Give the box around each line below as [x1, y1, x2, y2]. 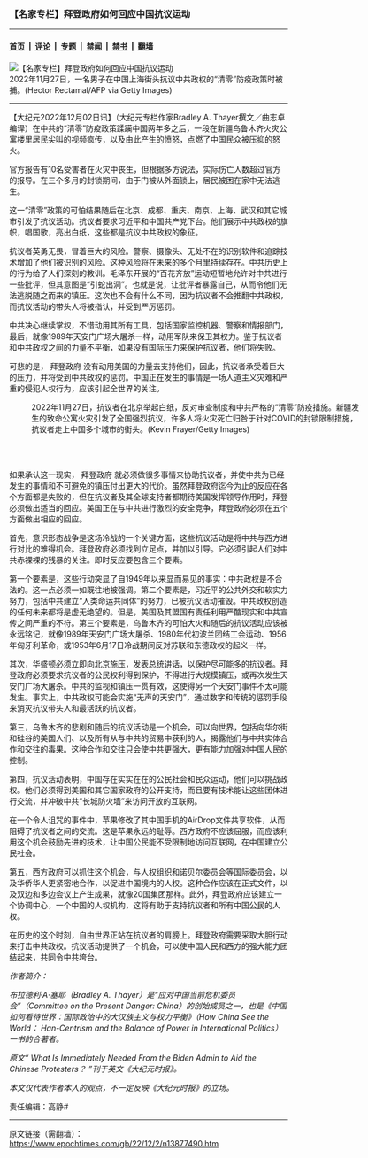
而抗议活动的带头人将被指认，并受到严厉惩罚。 [9, 301, 180, 312]
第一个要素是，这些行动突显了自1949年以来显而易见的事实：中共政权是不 [9, 573, 276, 583]
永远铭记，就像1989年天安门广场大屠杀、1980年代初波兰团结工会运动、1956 [9, 629, 287, 639]
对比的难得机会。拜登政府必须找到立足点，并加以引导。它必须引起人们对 [16, 543, 280, 554]
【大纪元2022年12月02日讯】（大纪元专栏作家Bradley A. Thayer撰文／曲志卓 [9, 112, 286, 122]
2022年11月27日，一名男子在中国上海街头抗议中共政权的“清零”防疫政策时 [9, 73, 276, 84]
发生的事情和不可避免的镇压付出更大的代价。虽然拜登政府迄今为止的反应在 [9, 480, 280, 490]
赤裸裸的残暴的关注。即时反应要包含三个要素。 [16, 554, 188, 565]
